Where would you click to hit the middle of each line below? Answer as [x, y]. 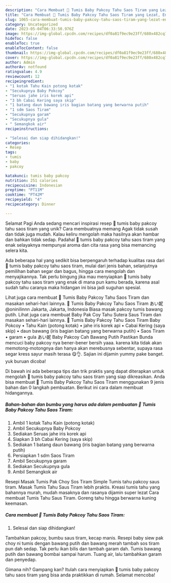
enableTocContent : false [32, 48]
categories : [18, 143]
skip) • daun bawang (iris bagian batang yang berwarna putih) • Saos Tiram [85, 331]
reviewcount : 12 [22, 77]
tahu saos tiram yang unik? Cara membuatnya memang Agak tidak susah [82, 228]
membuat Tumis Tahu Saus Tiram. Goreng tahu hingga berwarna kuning [81, 498]
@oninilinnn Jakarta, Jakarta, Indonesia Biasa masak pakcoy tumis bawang [84, 309]
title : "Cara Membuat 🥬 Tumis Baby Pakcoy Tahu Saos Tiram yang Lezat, [83, 15]
